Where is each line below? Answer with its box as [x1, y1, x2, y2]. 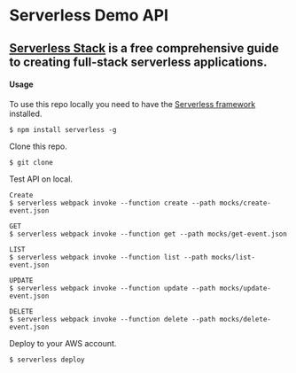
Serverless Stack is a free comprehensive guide [9, 41, 279, 56]
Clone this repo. [9, 141, 68, 152]
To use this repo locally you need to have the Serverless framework [9, 98, 256, 109]
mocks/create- [219, 198, 272, 207]
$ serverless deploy [9, 355, 86, 364]
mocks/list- [211, 253, 255, 261]
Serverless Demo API [9, 5, 169, 26]
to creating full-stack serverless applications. [9, 54, 268, 69]
